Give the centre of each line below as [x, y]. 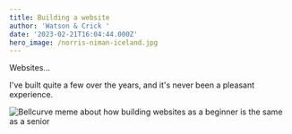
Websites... [30, 68]
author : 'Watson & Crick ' [60, 26]
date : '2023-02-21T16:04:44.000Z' [74, 34]
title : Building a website [60, 17]
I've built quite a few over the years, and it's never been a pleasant [132, 85]
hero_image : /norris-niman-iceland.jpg [84, 42]
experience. [31, 95]
